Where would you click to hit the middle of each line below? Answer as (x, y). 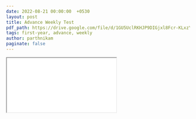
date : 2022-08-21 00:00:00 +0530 (48, 11)
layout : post (22, 17)
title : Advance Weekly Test (40, 22)
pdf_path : (18, 28)
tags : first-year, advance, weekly (49, 33)
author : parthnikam (30, 38)
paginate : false (26, 44)
